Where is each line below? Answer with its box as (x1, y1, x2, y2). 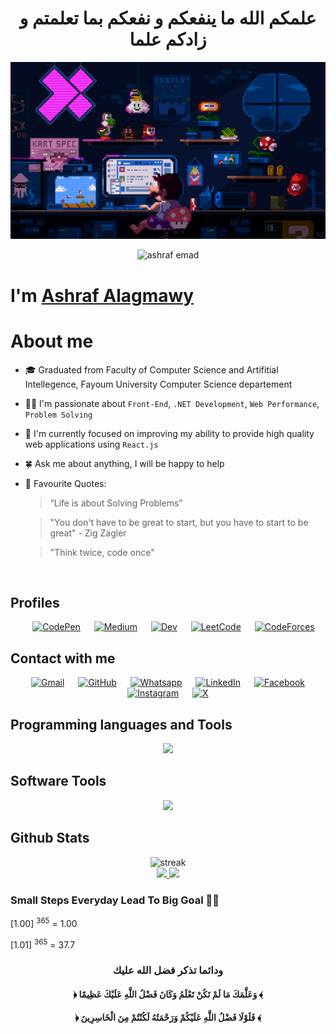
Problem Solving (24, 410, 93, 420)
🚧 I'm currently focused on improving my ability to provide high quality (24, 427, 315, 439)
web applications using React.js (24, 438, 159, 450)
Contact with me (10, 650, 116, 667)
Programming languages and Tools (10, 716, 233, 733)
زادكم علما (129, 28, 207, 51)
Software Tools (10, 773, 107, 790)
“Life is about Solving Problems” (49, 497, 183, 509)
